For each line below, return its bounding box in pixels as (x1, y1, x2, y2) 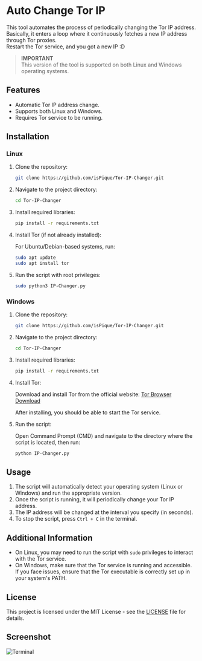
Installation (6, 131, 49, 142)
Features (6, 85, 40, 96)
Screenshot (6, 632, 51, 642)
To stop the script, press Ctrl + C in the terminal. (14, 515, 137, 523)
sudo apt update (14, 255, 56, 261)
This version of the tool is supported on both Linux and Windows (21, 61, 182, 68)
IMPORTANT (21, 54, 54, 62)
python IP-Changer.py (14, 450, 69, 457)
